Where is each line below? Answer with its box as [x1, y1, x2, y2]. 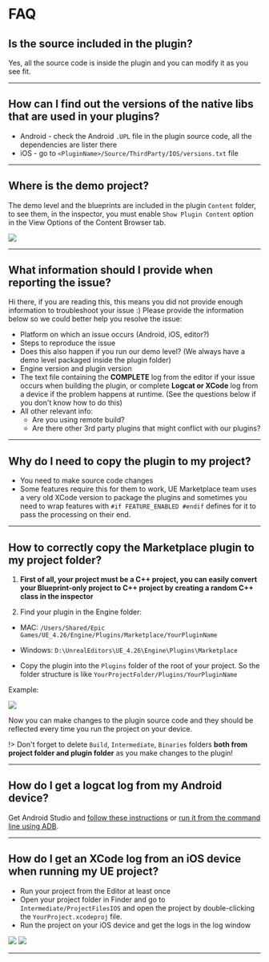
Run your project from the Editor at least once [19, 886, 171, 895]
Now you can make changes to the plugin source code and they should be [8, 715, 254, 725]
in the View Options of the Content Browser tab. [8, 218, 167, 227]
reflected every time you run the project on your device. [8, 724, 193, 734]
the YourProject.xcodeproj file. [19, 911, 122, 921]
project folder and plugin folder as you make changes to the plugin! [8, 748, 234, 758]
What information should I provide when [8, 263, 214, 277]
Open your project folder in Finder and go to [19, 895, 166, 904]
